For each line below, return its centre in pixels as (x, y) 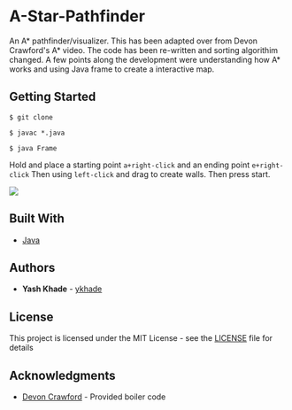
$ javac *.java (37, 133)
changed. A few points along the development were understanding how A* (145, 59)
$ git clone (31, 117)
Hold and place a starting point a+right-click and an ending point (130, 165)
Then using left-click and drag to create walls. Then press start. (150, 174)
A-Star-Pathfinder (77, 16)
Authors (32, 267)
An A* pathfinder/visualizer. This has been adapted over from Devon (134, 41)
